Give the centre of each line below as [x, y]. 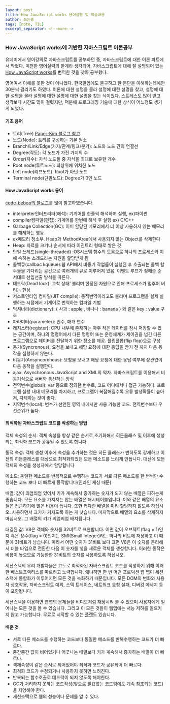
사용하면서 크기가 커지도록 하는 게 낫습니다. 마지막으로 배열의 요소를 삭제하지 [88, 512]
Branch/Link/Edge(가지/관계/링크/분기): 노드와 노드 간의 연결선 [75, 146]
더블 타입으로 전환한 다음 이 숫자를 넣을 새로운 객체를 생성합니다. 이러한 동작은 [88, 548]
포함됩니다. [22, 591]
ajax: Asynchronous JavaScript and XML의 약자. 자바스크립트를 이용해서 [86, 372]
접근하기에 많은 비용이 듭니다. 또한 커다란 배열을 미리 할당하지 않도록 [82, 506]
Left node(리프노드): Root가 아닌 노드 [50, 171]
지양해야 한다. [32, 690]
